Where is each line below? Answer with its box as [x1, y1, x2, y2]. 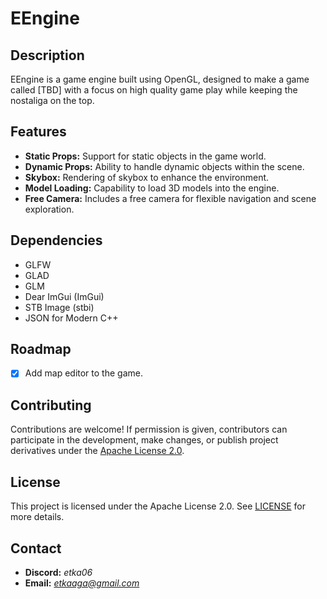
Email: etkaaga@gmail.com [24, 577, 140, 589]
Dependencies [10, 232, 103, 249]
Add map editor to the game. [24, 367, 143, 379]
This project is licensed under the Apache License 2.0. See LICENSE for [10, 500, 306, 512]
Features [10, 123, 67, 141]
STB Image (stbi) [24, 301, 95, 313]
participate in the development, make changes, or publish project [10, 434, 279, 446]
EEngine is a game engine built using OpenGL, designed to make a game [10, 73, 310, 85]
